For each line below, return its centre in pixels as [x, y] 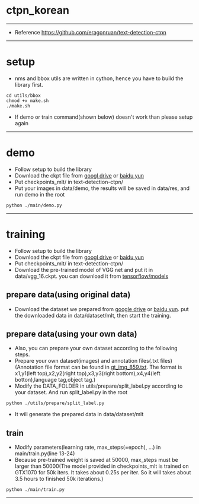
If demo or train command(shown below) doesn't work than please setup [104, 117]
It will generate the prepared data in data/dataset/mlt [79, 414]
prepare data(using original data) [68, 295]
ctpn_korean [38, 10]
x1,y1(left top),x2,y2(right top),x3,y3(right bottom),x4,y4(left [88, 373]
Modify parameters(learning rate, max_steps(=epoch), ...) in [88, 447]
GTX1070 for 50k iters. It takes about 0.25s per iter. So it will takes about [103, 473]
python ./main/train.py [36, 490]
